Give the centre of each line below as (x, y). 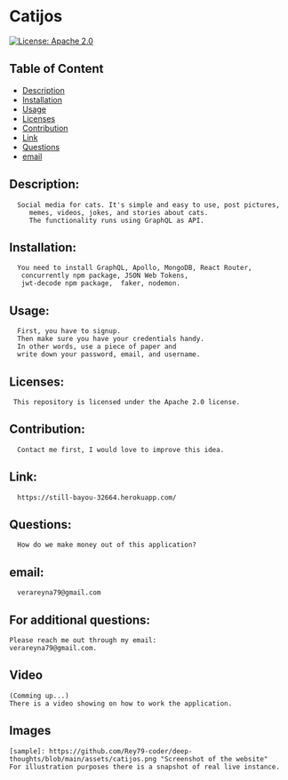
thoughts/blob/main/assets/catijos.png (83, 759)
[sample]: (28, 751)
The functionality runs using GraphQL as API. (116, 220)
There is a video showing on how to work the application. (121, 704)
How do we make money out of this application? (107, 545)
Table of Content (56, 69)
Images (30, 731)
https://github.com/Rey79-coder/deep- (120, 751)
